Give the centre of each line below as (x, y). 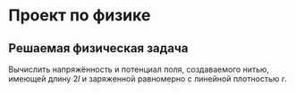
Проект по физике (80, 15)
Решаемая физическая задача (98, 48)
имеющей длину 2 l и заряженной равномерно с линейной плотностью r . (148, 79)
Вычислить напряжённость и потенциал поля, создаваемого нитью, (139, 69)
